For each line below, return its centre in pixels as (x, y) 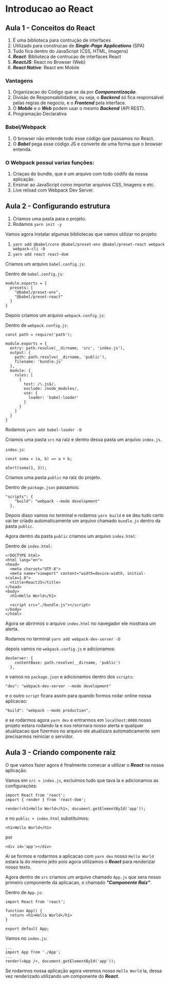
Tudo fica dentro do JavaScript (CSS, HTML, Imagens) (70, 51)
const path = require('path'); (39, 334)
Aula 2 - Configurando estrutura (58, 206)
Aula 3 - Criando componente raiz (61, 753)
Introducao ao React (49, 9)
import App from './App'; (33, 952)
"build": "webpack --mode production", (48, 710)
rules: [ (24, 375)
